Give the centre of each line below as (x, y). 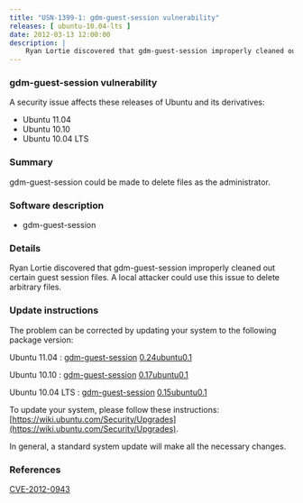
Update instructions (54, 310)
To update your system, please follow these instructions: (114, 409)
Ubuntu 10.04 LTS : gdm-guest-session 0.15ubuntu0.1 (108, 392)
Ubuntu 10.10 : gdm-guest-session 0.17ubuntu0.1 (99, 374)
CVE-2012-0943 (40, 489)
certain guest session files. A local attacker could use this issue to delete (145, 278)
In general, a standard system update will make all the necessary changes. (148, 446)
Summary (32, 162)
